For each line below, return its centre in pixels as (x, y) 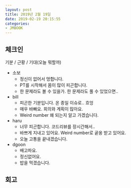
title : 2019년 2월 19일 (28, 14)
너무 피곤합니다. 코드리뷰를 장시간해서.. (57, 126)
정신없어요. (30, 156)
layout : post (19, 10)
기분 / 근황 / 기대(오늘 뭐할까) (33, 62)
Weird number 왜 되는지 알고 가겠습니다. (59, 115)
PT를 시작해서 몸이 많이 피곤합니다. (53, 85)
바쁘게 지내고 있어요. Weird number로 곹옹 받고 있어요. (73, 133)
